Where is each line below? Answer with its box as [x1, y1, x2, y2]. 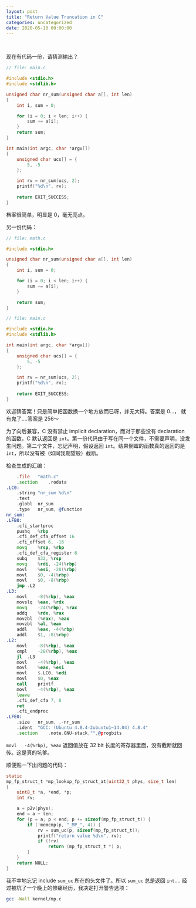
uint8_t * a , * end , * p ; [16, 789, 72, 795]
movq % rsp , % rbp [16, 545, 65, 551]
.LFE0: [6, 714, 22, 720]
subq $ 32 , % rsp [16, 555, 62, 561]
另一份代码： [6, 224, 37, 231]
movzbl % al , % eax [16, 621, 62, 627]
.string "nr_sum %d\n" [16, 490, 72, 496]
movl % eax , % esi [16, 664, 65, 671]
